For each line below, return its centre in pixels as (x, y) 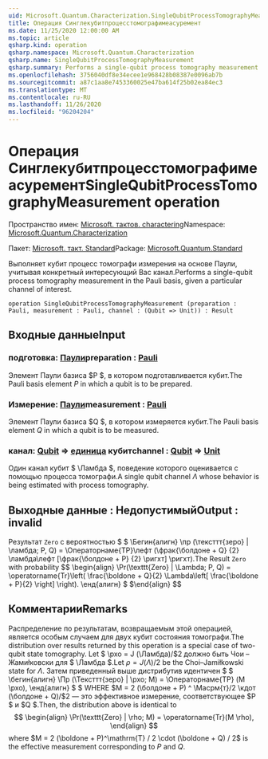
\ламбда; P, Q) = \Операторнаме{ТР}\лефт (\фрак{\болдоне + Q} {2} (124, 550)
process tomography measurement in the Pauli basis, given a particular (125, 281)
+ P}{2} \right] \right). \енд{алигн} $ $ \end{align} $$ (95, 584)
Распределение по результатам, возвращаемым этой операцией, (121, 628)
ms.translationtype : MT (48, 90)
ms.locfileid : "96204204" (51, 112)
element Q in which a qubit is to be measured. (84, 430)
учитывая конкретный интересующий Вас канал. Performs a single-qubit (130, 272)
